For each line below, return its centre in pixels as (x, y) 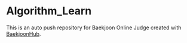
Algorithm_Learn (49, 11)
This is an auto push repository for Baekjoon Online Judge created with (94, 27)
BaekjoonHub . (24, 33)
